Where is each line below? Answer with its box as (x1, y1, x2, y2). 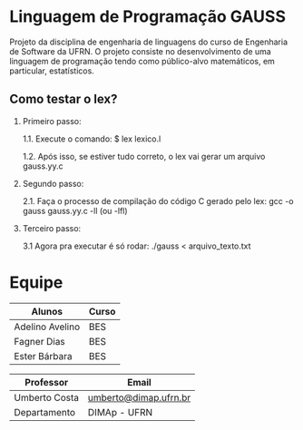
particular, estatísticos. (9, 65, 95, 76)
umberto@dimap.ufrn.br (87, 391, 191, 404)
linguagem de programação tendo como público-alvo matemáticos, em (9, 55, 275, 66)
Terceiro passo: (22, 222, 82, 233)
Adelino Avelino (14, 320, 81, 333)
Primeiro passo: (22, 115, 82, 126)
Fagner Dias (14, 335, 65, 347)
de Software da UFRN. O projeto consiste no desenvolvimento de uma (9, 45, 272, 56)
